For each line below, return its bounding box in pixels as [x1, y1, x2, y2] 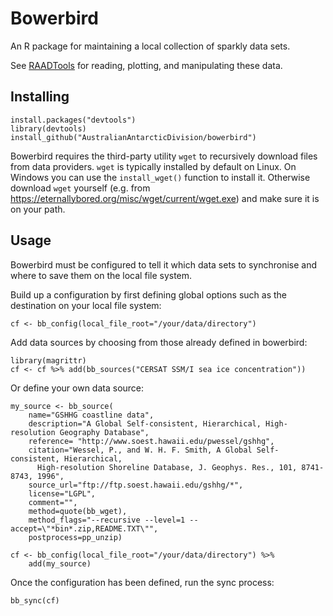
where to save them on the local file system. [10, 269, 193, 281]
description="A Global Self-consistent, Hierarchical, [28, 418, 262, 429]
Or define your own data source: [10, 382, 145, 394]
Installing [10, 88, 70, 106]
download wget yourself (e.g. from [10, 182, 151, 194]
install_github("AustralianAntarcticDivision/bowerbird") [10, 132, 257, 142]
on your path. [10, 203, 66, 215]
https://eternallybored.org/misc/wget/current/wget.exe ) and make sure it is [10, 192, 320, 204]
